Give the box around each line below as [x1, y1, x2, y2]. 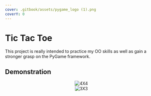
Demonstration [5, 67, 52, 76]
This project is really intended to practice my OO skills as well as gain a [5, 48, 147, 54]
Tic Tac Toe [5, 32, 52, 44]
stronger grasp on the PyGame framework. [5, 54, 91, 60]
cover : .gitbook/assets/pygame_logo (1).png [5, 7, 96, 12]
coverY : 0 [5, 12, 25, 16]
